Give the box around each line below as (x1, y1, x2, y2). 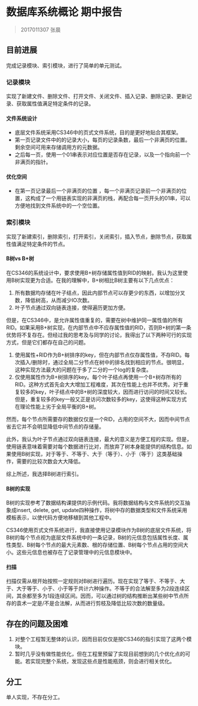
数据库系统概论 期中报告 (6, 5, 123, 19)
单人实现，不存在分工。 (6, 693, 63, 701)
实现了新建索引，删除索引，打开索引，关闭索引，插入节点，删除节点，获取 (6, 233, 187, 240)
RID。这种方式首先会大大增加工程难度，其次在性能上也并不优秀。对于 (14, 381, 184, 388)
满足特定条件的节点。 (16, 240, 68, 247)
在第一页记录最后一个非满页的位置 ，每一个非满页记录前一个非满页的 (14, 187, 181, 195)
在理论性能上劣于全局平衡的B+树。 (14, 403, 100, 410)
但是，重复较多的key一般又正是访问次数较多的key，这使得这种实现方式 (14, 396, 187, 403)
